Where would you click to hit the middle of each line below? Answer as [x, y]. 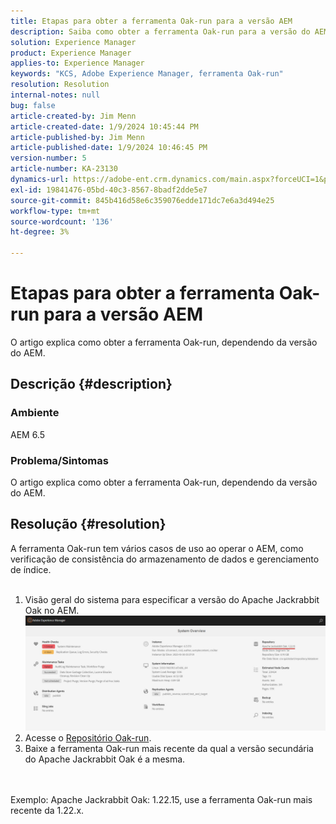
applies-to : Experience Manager [77, 63]
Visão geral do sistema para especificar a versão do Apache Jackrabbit [172, 599]
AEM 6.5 [28, 434]
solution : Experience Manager [73, 42]
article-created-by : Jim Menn [73, 116]
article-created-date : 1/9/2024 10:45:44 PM [104, 126]
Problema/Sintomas [59, 460]
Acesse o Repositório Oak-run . [88, 737]
